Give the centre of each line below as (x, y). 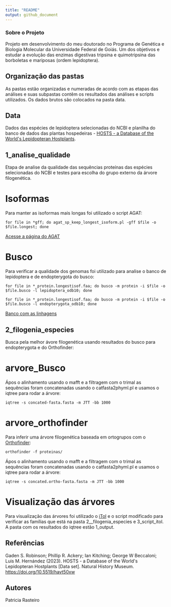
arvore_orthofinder (47, 423)
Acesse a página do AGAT (33, 237)
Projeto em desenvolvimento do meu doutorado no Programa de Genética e (85, 44)
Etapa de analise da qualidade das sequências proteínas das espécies (79, 168)
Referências (25, 543)
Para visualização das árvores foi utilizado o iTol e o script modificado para (84, 516)
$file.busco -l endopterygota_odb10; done (51, 304)
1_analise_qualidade (38, 155)
